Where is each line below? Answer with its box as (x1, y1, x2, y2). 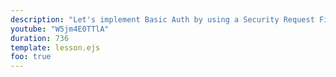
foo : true (10, 52, 52, 62)
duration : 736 (10, 33, 70, 43)
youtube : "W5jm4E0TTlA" (10, 24, 110, 34)
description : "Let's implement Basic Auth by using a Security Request (10, 14, 315, 25)
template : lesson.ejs (10, 42, 101, 53)
